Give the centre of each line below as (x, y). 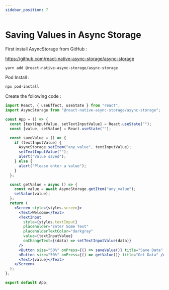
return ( (19, 203)
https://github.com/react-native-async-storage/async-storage (70, 59)
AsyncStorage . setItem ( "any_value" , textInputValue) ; (75, 147)
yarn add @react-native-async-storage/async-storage (62, 68)
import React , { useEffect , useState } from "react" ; (63, 106)
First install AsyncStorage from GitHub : (46, 49)
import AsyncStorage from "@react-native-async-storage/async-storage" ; (83, 110)
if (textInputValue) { (38, 142)
